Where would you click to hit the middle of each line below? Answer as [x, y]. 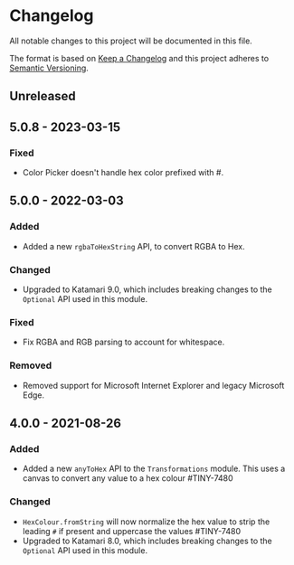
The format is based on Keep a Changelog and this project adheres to [139, 58]
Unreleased [43, 96]
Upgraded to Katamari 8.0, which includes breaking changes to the [147, 541]
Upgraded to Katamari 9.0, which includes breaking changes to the [147, 289]
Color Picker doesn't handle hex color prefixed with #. [123, 173]
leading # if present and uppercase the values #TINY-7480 [132, 531]
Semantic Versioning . [49, 68]
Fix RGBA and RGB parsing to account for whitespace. [123, 342]
